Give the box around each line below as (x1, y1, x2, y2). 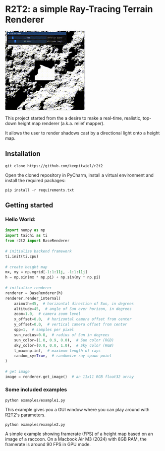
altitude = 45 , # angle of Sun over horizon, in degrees (14, 306, 132, 311)
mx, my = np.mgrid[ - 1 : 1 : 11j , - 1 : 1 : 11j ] (5, 269, 88, 275)
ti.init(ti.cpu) (5, 254, 39, 259)
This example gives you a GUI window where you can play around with (5, 407, 150, 413)
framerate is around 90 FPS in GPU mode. (5, 442, 91, 448)
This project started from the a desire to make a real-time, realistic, (5, 115, 142, 121)
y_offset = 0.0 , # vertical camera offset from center (14, 322, 127, 327)
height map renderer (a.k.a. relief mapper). (17, 120, 105, 126)
